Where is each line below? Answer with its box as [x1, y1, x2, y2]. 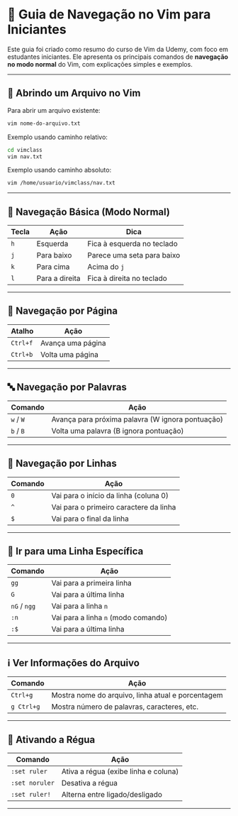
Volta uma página [40, 349, 99, 359]
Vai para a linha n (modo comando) [51, 613, 168, 623]
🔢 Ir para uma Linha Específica [7, 545, 144, 557]
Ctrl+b [11, 351, 33, 358]
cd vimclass [7, 146, 42, 153]
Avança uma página [40, 338, 106, 348]
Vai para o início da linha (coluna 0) [51, 490, 169, 500]
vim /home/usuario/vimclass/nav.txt [7, 180, 115, 187]
